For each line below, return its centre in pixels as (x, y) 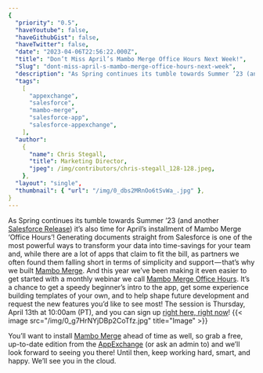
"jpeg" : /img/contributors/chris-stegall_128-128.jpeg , (122, 169)
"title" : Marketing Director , (78, 162)
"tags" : (28, 81)
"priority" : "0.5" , (47, 23)
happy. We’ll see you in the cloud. (62, 360)
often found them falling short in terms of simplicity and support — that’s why (131, 262)
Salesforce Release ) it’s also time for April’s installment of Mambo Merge (125, 229)
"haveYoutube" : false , (52, 30)
